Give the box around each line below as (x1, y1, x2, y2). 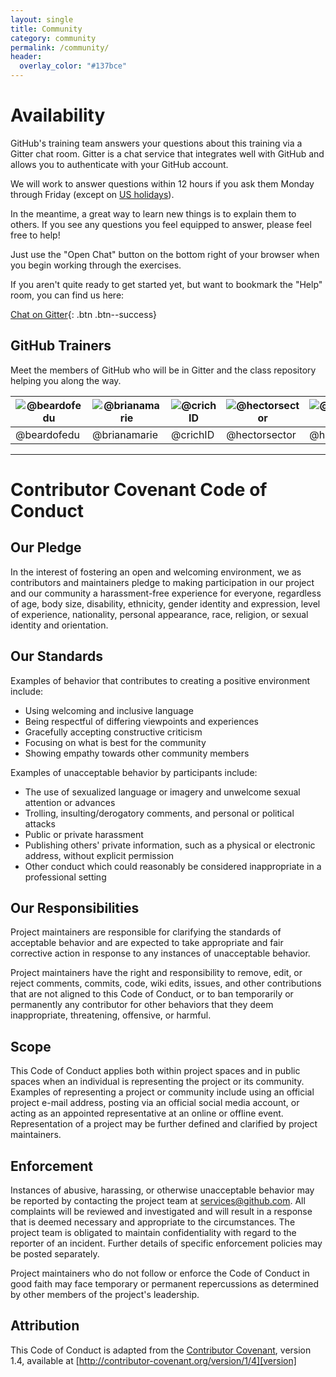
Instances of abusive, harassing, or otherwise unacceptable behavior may (10, 1184, 315, 1196)
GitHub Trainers (10, 337, 112, 355)
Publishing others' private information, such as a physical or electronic (24, 839, 316, 851)
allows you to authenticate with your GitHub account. (10, 158, 229, 170)
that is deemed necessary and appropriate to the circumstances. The (10, 1216, 296, 1228)
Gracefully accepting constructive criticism (24, 726, 203, 738)
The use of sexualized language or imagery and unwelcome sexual (24, 786, 301, 798)
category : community (10, 33, 97, 43)
